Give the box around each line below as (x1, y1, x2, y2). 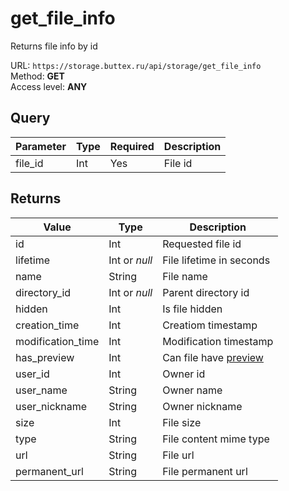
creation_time (15, 318, 80, 332)
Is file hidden (162, 302, 223, 316)
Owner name (162, 383, 223, 397)
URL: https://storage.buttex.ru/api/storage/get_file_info (10, 59, 262, 71)
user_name (15, 383, 68, 397)
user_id (15, 367, 50, 381)
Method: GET (10, 70, 65, 82)
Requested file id (162, 237, 242, 251)
